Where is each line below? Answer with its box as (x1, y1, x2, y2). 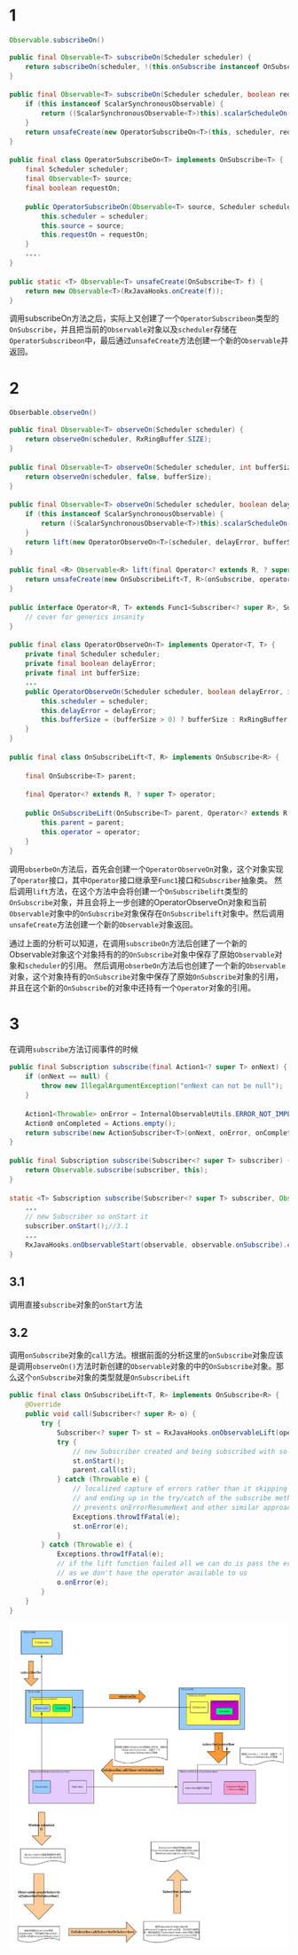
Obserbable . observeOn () (9, 409, 98, 418)
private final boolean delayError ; (25, 660, 157, 669)
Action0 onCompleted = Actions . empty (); (25, 1119, 176, 1128)
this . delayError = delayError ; (41, 706, 157, 715)
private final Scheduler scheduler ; (25, 650, 161, 659)
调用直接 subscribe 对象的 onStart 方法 (9, 1299, 144, 1310)
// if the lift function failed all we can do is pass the (56, 1560, 279, 1568)
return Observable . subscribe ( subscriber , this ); (25, 1166, 208, 1175)
